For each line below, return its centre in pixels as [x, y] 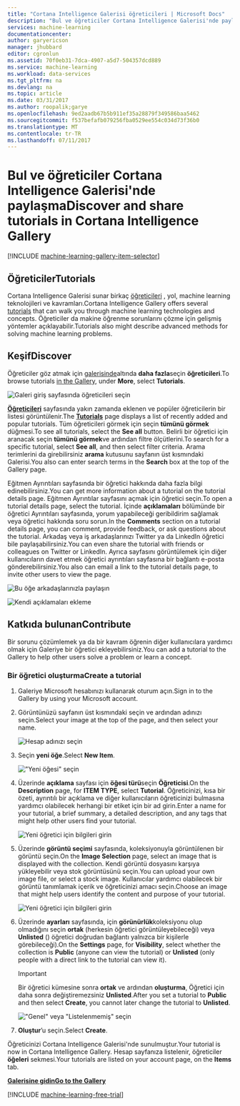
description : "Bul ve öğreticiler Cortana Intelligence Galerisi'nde [113, 21]
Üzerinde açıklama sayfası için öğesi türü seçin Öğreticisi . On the [113, 782]
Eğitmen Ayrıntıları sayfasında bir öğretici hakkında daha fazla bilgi [105, 483]
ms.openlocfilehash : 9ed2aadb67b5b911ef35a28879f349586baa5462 [104, 114]
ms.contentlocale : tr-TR [44, 134]
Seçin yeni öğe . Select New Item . [66, 755]
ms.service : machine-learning [52, 67]
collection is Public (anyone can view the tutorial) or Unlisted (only [116, 952]
